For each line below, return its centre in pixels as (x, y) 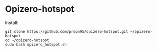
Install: (12, 23)
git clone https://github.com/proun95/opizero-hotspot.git (67, 31)
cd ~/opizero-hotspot (27, 40)
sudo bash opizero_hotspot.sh (36, 44)
